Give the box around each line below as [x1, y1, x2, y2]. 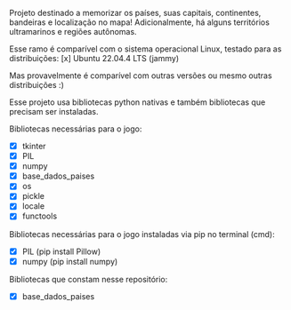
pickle [21, 191, 44, 202]
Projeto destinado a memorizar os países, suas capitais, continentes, [9, 8, 262, 18]
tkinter [21, 141, 46, 151]
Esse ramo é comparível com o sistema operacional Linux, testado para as [9, 44, 282, 54]
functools [21, 211, 58, 221]
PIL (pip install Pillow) [21, 246, 101, 257]
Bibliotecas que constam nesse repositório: [9, 274, 168, 284]
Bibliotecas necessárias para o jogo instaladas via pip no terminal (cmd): [9, 228, 275, 239]
